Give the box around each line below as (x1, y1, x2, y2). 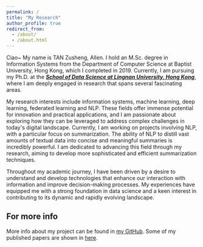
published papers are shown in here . (6, 234, 98, 241)
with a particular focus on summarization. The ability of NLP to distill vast (6, 130, 190, 137)
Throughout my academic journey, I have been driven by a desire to (6, 168, 176, 175)
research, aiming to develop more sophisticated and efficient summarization (6, 150, 197, 157)
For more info (6, 211, 58, 222)
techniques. (6, 156, 36, 163)
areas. (6, 86, 22, 93)
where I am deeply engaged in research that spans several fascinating (6, 80, 182, 87)
